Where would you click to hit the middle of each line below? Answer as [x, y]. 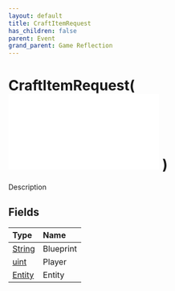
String [24, 248]
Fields [24, 212]
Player [55, 261]
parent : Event [32, 38]
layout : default [35, 16]
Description [27, 187]
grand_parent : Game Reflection [61, 46]
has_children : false [43, 31]
